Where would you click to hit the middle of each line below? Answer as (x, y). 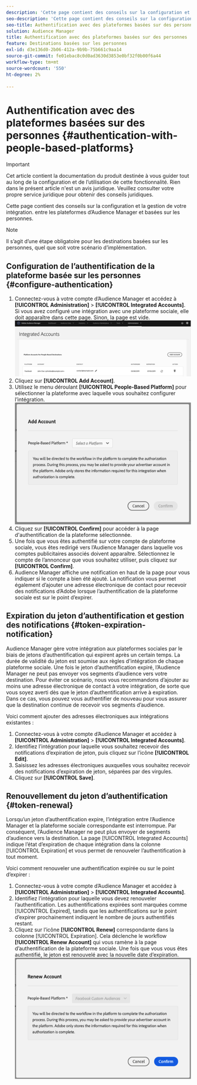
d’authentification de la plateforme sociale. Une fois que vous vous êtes (101, 948)
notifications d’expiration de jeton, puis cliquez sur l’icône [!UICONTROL (102, 752)
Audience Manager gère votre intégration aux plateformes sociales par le (94, 648)
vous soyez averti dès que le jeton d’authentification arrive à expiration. (92, 692)
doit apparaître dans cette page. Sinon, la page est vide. (82, 317)
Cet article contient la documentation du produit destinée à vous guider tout (98, 176)
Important (18, 164)
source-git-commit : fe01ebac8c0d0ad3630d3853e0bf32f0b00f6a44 (84, 56)
